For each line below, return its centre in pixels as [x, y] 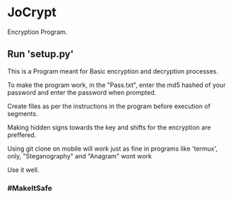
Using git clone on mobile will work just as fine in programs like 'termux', [113, 148]
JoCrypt [32, 12]
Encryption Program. [37, 32]
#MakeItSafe [30, 188]
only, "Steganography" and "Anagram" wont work [79, 156]
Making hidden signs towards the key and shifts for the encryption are [109, 127]
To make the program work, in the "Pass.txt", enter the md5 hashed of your [116, 85]
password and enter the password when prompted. [82, 92]
